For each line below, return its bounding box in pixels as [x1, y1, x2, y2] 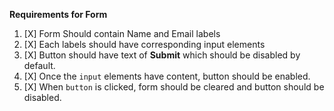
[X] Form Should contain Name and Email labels [23, 28, 221, 39]
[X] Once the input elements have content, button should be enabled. [23, 70, 311, 82]
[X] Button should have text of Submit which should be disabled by [23, 49, 301, 61]
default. [23, 60, 56, 71]
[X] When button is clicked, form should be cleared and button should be [23, 81, 325, 93]
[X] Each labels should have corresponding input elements [23, 39, 266, 50]
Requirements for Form [9, 9, 108, 20]
